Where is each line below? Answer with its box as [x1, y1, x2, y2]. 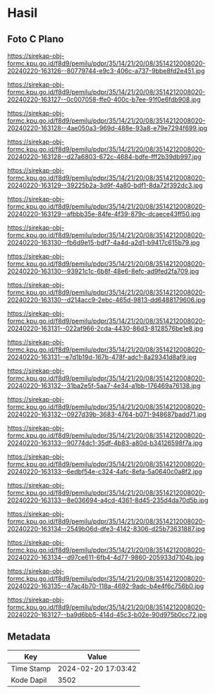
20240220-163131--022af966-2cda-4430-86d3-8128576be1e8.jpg [7, 324, 204, 333]
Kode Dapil [11, 675, 47, 685]
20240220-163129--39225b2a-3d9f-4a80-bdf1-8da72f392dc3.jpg [7, 181, 203, 190]
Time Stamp [11, 664, 51, 674]
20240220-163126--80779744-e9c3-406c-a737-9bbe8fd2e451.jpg [7, 67, 205, 75]
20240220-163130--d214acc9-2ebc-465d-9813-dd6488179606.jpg [7, 296, 206, 304]
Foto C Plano [7, 33, 64, 45]
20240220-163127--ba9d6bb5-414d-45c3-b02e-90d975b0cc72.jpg [7, 611, 207, 619]
